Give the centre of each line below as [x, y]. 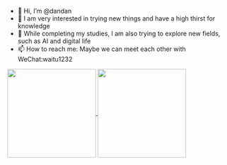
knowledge [34, 26]
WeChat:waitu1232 [45, 59]
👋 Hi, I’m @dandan [45, 11]
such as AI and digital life [54, 41]
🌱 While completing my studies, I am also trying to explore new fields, [119, 33]
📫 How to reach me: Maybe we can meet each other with [101, 49]
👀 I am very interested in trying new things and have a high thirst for [116, 18]
